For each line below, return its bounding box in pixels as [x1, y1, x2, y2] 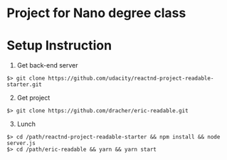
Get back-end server [16, 61, 78, 70]
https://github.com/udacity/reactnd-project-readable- [48, 75, 214, 82]
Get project [16, 94, 51, 102]
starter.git [6, 81, 42, 88]
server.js [6, 140, 36, 147]
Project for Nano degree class [6, 5, 186, 21]
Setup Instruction [6, 38, 112, 54]
